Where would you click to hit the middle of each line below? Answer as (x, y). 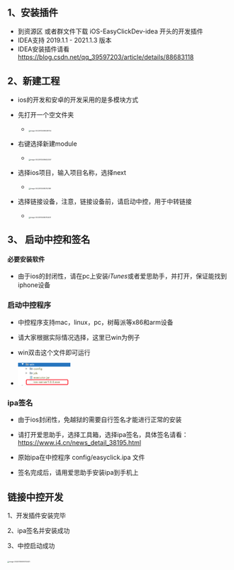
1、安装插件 (33, 13)
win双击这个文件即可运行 (54, 352)
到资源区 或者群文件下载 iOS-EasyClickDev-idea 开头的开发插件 (110, 31)
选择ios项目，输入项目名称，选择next (72, 172)
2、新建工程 (34, 81)
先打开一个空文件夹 (46, 114)
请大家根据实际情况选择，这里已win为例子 (79, 337)
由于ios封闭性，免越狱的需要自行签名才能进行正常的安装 (100, 420)
